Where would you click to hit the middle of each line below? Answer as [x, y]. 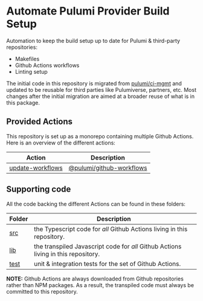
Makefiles [27, 59]
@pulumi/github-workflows [108, 167]
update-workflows [36, 167]
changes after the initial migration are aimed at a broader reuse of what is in [101, 96]
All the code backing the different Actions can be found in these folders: [96, 204]
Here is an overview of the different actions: [61, 143]
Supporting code [39, 189]
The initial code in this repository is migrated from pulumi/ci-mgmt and [94, 83]
